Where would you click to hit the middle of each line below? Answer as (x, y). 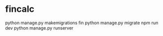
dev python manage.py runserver (39, 28)
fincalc (20, 9)
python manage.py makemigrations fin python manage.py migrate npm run (82, 23)
